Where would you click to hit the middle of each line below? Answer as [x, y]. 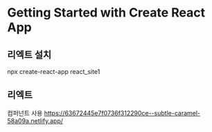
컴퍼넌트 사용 [25, 113]
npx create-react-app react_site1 [54, 72]
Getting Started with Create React [106, 13]
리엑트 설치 [29, 54]
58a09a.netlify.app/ [35, 121]
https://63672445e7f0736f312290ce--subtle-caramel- [122, 113]
